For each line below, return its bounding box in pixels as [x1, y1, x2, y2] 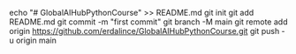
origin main [16, 35, 57, 45]
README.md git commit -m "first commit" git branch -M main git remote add [9, 17, 288, 27]
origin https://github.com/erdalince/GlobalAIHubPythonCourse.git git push [9, 26, 280, 36]
